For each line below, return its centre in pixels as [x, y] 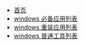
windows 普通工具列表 [46, 36]
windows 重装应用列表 [46, 27]
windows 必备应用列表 [46, 19]
